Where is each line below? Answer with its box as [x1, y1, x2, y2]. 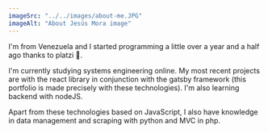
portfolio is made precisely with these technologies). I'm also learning [8, 82, 240, 93]
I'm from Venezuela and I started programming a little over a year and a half [8, 41, 260, 51]
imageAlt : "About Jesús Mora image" [8, 19, 132, 27]
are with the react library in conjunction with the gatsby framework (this [8, 74, 246, 84]
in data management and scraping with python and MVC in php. [8, 115, 220, 125]
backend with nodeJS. [8, 91, 83, 101]
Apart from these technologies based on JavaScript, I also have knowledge [8, 106, 258, 117]
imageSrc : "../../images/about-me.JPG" [8, 11, 143, 20]
